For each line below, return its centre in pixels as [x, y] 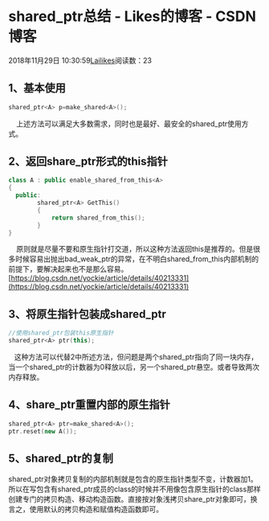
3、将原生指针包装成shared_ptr [87, 314]
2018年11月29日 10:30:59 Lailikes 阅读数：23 [80, 60]
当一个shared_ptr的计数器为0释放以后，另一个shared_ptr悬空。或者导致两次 [134, 367]
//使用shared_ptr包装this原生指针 [61, 333]
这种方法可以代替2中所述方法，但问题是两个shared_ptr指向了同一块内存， [136, 357]
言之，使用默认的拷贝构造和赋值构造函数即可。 [86, 509]
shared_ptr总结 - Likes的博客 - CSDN [132, 16]
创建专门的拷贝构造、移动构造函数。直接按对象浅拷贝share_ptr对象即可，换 [133, 499]
